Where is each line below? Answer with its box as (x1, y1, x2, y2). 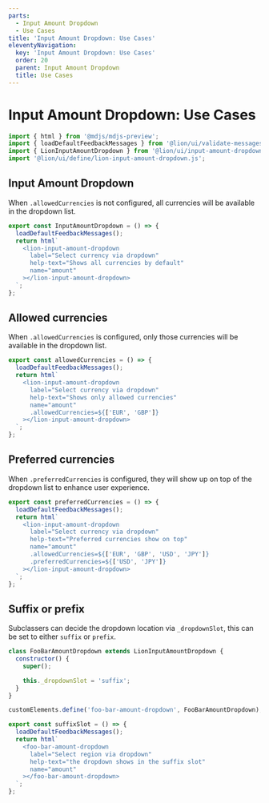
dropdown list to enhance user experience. (8, 482, 151, 492)
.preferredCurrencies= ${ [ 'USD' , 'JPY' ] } (29, 557, 167, 565)
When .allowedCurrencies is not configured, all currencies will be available (8, 198, 255, 207)
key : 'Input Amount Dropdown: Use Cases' (15, 49, 156, 57)
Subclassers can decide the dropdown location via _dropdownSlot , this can (8, 624, 254, 633)
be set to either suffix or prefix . (8, 632, 116, 641)
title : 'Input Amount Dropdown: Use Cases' (8, 34, 156, 42)
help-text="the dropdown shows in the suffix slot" (29, 757, 206, 765)
